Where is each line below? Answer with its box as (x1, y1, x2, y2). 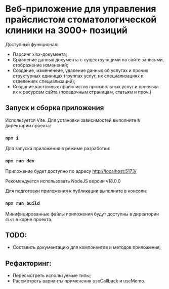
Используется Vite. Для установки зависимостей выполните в (5, 117, 140, 123)
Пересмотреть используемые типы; (12, 272, 91, 279)
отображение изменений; (12, 62, 69, 68)
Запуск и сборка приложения (5, 103, 104, 112)
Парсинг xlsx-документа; (12, 51, 67, 57)
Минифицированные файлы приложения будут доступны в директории (5, 211, 159, 217)
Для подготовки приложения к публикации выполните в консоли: (5, 188, 148, 194)
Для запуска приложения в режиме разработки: (5, 146, 110, 152)
